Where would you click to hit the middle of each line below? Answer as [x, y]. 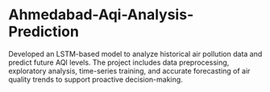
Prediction [44, 32]
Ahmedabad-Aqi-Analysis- [101, 15]
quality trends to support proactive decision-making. [96, 79]
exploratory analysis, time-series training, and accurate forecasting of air [129, 70]
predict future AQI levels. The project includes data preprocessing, [119, 62]
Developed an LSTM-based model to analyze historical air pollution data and [135, 54]
